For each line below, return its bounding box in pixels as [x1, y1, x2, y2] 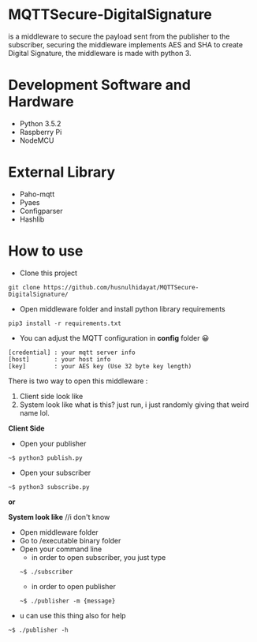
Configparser [19, 206, 63, 215]
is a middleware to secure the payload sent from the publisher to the [8, 32, 230, 41]
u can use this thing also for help [19, 610, 126, 620]
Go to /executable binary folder [19, 536, 121, 545]
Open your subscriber [19, 468, 91, 477]
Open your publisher [19, 439, 87, 448]
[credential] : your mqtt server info [8, 349, 136, 356]
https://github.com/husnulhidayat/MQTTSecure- [43, 283, 199, 291]
